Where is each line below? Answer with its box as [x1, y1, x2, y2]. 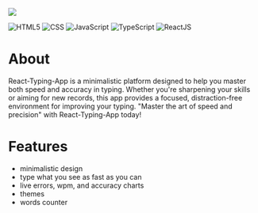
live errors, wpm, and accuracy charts [19, 181, 144, 190]
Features [8, 138, 68, 156]
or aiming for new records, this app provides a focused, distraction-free [8, 93, 243, 102]
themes [19, 188, 45, 198]
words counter [19, 197, 68, 207]
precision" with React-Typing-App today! [8, 109, 141, 119]
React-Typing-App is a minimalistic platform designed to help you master [8, 76, 246, 86]
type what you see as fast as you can [19, 172, 142, 181]
